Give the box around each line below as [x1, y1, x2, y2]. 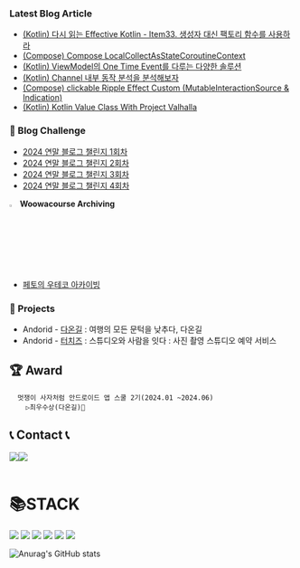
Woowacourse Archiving [19, 198, 116, 209]
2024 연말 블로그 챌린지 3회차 [22, 168, 129, 179]
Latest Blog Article [9, 7, 93, 20]
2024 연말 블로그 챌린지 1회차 [22, 146, 128, 156]
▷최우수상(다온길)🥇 [25, 402, 86, 412]
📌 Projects [9, 302, 56, 315]
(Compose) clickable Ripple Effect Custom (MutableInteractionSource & [22, 82, 289, 93]
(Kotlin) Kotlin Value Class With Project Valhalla [22, 102, 197, 113]
